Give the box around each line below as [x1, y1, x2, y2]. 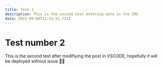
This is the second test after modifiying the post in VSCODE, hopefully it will [5, 53, 158, 59]
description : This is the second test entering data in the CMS [5, 12, 139, 17]
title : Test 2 [5, 7, 34, 12]
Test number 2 [5, 37, 65, 48]
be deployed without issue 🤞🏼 [5, 58, 65, 64]
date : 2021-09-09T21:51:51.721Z [5, 16, 71, 21]
